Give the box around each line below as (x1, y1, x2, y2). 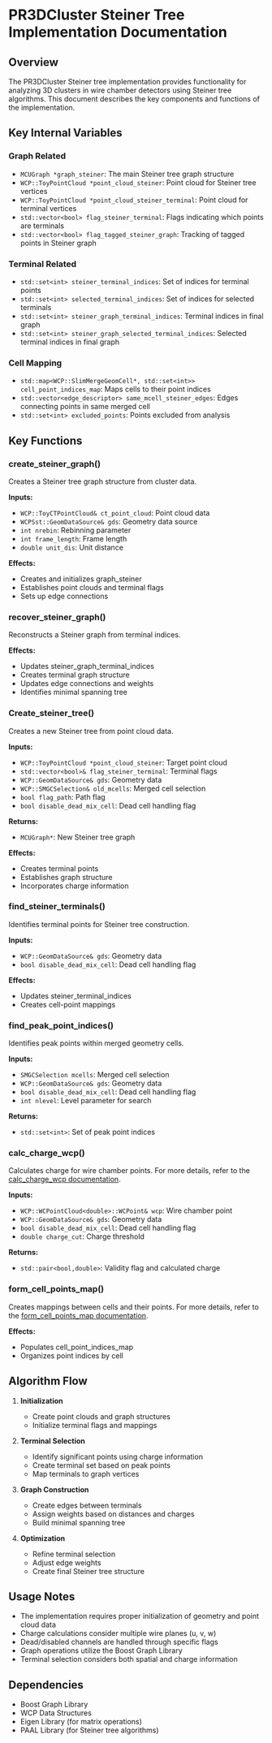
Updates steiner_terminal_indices (19, 990, 132, 1000)
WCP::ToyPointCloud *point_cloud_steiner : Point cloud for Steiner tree (19, 177, 257, 188)
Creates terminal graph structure (19, 670, 130, 680)
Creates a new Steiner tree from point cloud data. (8, 726, 174, 736)
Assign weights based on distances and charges (32, 1508, 195, 1519)
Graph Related (8, 150, 67, 162)
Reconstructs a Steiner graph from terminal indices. (8, 630, 181, 640)
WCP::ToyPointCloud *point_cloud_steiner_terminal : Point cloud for (19, 195, 248, 205)
